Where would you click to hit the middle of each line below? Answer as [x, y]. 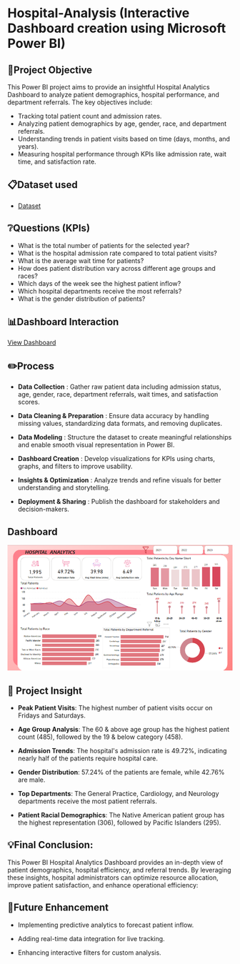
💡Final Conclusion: [50, 845]
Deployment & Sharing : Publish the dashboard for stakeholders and [119, 502]
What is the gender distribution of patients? [81, 299]
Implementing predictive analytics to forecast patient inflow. [106, 925]
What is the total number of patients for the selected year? [104, 245]
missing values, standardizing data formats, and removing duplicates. [120, 424]
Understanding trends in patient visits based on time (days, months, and [124, 139]
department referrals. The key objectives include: [80, 102]
